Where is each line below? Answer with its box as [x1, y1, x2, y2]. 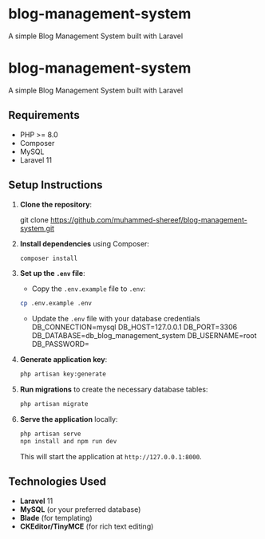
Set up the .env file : [19, 269, 85, 278]
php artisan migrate [19, 400, 89, 408]
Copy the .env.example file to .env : [31, 284, 146, 293]
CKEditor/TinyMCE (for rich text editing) [19, 521, 154, 531]
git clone [19, 214, 49, 224]
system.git [19, 223, 54, 233]
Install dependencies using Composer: [19, 238, 150, 248]
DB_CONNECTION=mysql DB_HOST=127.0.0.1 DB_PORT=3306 [31, 322, 238, 332]
